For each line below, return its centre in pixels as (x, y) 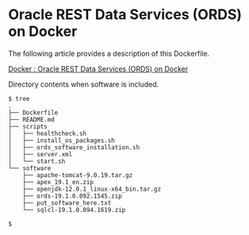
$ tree (19, 98)
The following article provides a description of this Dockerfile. (109, 53)
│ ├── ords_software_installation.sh (74, 147)
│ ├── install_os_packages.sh (61, 141)
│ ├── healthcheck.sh (48, 133)
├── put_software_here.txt (67, 203)
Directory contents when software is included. (84, 84)
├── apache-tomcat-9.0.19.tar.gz (78, 175)
